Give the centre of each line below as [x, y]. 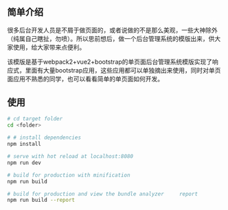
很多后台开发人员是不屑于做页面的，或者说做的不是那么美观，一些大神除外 [112, 30]
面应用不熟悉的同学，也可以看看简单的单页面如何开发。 [85, 79]
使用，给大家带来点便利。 [49, 47]
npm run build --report [41, 200]
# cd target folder [35, 118]
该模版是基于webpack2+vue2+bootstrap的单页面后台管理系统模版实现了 [110, 62]
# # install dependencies [44, 138]
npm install [24, 144]
